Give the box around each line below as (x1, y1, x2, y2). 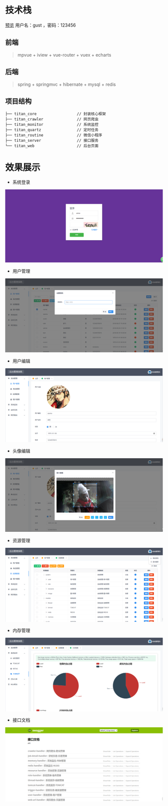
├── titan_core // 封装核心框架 (5, 111, 106, 117)
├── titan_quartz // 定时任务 (5, 127, 99, 133)
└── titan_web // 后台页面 (5, 143, 99, 148)
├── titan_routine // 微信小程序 (5, 133, 102, 138)
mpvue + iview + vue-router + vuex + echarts (17, 52, 111, 58)
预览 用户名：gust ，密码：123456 (5, 22, 76, 28)
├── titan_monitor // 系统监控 (5, 122, 99, 127)
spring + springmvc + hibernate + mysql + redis (17, 81, 116, 87)
